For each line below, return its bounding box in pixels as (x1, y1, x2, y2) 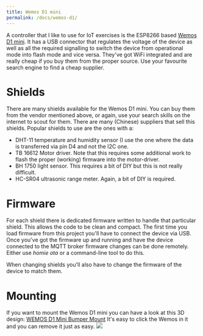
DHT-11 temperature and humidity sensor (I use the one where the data (15, 137, 194, 144)
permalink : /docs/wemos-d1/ (6, 15, 78, 21)
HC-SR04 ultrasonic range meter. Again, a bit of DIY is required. (15, 175, 176, 183)
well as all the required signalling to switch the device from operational (6, 44, 183, 52)
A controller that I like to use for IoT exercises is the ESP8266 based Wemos (6, 31, 197, 38)
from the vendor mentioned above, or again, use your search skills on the (6, 112, 191, 119)
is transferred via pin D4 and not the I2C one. (15, 143, 129, 150)
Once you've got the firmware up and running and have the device (6, 236, 174, 244)
